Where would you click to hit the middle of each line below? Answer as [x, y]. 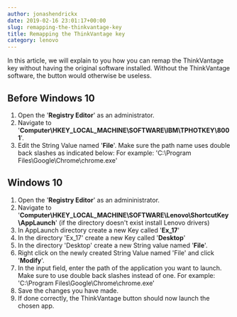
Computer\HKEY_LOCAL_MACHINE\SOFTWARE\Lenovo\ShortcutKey [125, 215]
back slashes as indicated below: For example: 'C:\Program [104, 153]
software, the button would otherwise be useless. [79, 76]
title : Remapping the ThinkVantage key [66, 34]
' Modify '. [31, 260]
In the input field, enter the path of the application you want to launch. [120, 268]
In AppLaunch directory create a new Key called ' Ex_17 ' [98, 230]
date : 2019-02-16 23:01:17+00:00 [57, 21]
